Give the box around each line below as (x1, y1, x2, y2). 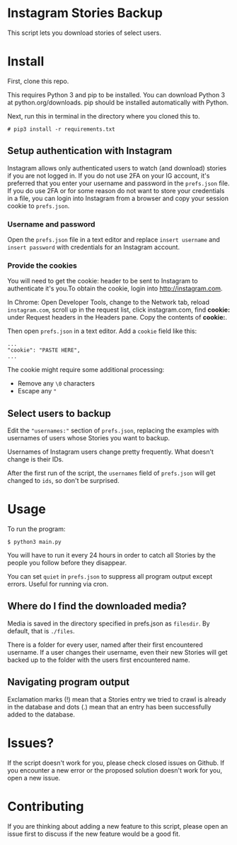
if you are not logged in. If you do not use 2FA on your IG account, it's (7, 171, 210, 180)
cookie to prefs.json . (7, 201, 70, 210)
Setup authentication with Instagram (7, 145, 173, 157)
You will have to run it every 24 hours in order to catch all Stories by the (7, 551, 216, 560)
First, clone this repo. (7, 77, 69, 85)
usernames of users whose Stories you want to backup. (7, 434, 170, 442)
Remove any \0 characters (17, 379, 96, 388)
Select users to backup (7, 407, 111, 420)
